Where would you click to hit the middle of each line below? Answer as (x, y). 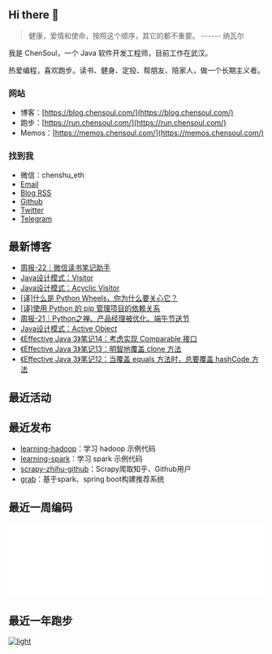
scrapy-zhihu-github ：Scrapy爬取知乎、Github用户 (106, 469)
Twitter (32, 210)
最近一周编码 (41, 507)
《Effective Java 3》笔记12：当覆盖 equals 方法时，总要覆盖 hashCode (135, 360)
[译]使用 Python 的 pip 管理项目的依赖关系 (90, 308)
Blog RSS (36, 193)
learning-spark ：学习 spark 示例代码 (81, 459)
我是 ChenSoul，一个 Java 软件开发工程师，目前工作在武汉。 (110, 53)
